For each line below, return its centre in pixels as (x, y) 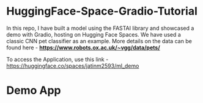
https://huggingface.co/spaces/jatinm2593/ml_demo (73, 66)
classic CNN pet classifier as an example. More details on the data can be (99, 41)
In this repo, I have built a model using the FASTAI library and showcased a (100, 28)
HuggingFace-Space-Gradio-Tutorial (102, 11)
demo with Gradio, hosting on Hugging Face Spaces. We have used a (94, 34)
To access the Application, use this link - (57, 59)
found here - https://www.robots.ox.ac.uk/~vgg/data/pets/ (83, 48)
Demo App (34, 91)
